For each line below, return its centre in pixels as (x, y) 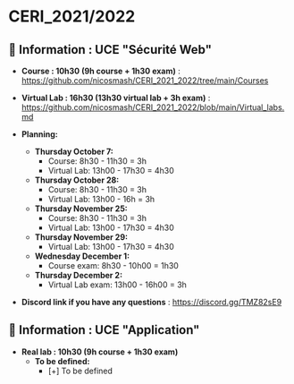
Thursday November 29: (81, 237)
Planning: (40, 134)
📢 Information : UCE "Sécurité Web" (110, 50)
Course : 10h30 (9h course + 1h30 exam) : (101, 71)
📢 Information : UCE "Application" (104, 330)
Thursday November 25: (81, 209)
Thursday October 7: (74, 151)
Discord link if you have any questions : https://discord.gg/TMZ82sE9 (151, 302)
